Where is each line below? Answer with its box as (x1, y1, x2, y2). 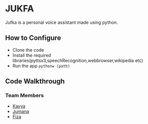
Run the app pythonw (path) (12, 62, 70, 68)
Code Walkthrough (5, 77, 65, 86)
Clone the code (12, 47, 44, 53)
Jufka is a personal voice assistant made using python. (5, 19, 118, 25)
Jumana (12, 109, 29, 115)
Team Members (5, 92, 44, 99)
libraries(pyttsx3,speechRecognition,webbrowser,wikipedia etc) (12, 58, 144, 63)
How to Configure (5, 34, 61, 42)
